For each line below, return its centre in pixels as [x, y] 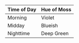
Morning [17, 18]
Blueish [50, 25]
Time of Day [22, 9]
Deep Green [55, 33]
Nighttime [19, 33]
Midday [16, 25]
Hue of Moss [56, 9]
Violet [48, 18]
